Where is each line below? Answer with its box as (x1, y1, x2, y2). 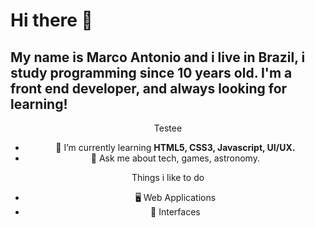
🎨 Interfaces (150, 206, 201, 218)
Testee (153, 122, 183, 134)
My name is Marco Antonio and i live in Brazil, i (10, 49, 306, 66)
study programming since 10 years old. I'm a (10, 64, 293, 81)
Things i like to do (131, 172, 205, 183)
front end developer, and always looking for (10, 80, 288, 97)
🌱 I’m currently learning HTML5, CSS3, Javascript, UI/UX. (55, 142, 296, 153)
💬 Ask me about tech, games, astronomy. (90, 152, 260, 164)
